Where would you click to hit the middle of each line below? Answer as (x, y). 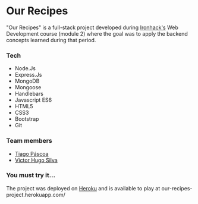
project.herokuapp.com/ (36, 194)
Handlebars (29, 94)
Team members (29, 141)
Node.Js (25, 68)
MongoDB (27, 81)
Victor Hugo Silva (36, 160)
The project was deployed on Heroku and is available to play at (83, 188)
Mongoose (28, 87)
